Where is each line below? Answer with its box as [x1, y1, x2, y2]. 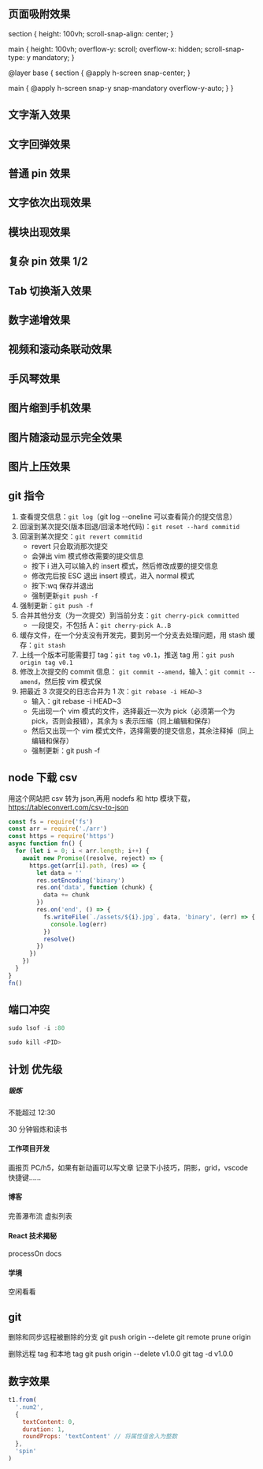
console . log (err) [50, 920, 108, 928]
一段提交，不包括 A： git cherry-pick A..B [31, 620, 172, 629]
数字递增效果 [8, 313, 71, 326]
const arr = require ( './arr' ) [8, 825, 108, 833]
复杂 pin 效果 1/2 [8, 255, 88, 269]
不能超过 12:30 [8, 1107, 56, 1117]
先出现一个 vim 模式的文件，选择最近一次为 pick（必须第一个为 [31, 706, 235, 716]
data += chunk [43, 891, 90, 899]
